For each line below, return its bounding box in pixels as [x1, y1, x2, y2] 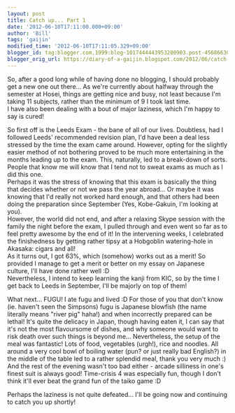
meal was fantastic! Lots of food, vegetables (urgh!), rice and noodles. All [7, 340, 219, 348]
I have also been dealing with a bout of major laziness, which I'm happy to [7, 104, 220, 113]
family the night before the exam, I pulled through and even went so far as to [7, 222, 228, 231]
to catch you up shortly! [7, 398, 76, 406]
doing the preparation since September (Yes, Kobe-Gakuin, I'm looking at [7, 200, 218, 208]
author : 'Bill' [7, 29, 52, 37]
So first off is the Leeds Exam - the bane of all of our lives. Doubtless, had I [7, 125, 224, 133]
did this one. [7, 170, 43, 178]
